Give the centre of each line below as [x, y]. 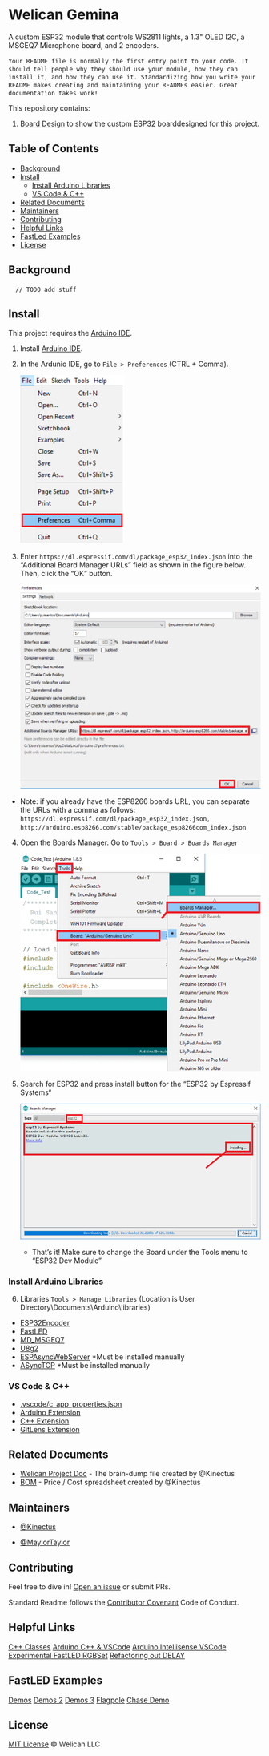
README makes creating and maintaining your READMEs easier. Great [123, 85]
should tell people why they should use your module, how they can [123, 69]
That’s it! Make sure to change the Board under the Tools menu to [140, 1252]
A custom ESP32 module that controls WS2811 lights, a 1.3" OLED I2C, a [126, 37]
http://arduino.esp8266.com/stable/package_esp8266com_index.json [133, 828]
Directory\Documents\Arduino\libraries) [85, 1307]
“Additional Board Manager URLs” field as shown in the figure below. [133, 565]
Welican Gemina [64, 15]
